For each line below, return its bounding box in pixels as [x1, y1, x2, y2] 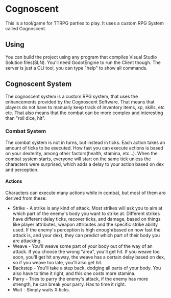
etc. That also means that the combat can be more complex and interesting [5, 110, 163, 116]
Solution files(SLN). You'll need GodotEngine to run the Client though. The [5, 59, 161, 66]
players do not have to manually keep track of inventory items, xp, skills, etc [5, 104, 165, 110]
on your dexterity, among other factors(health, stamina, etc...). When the [5, 150, 158, 156]
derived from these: [5, 195, 47, 201]
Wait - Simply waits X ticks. [12, 287, 70, 293]
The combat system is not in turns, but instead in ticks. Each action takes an [5, 139, 165, 145]
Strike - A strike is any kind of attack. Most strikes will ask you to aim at [12, 205, 163, 211]
